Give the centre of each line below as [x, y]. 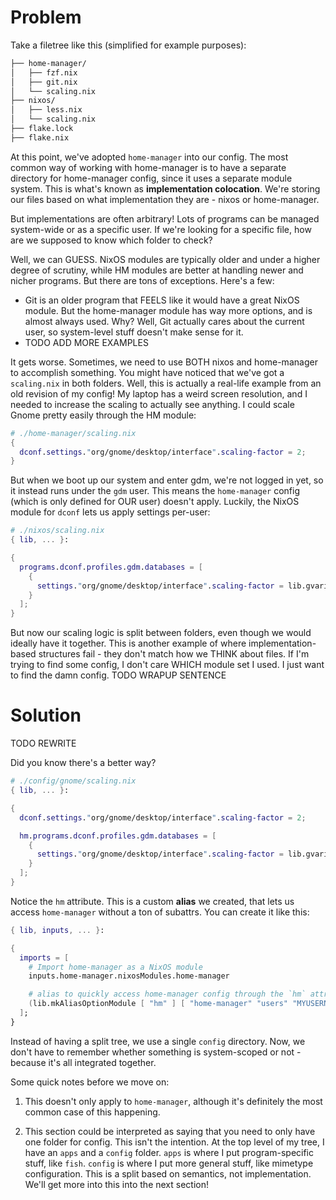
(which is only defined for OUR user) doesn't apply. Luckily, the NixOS [155, 502]
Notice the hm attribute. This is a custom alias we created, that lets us [152, 901]
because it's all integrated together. [83, 1062]
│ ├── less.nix [46, 110]
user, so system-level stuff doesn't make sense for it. [134, 332]
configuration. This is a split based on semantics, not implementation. [168, 1173]
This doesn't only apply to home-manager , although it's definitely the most [173, 1101]
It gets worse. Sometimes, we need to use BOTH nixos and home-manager [164, 362]
